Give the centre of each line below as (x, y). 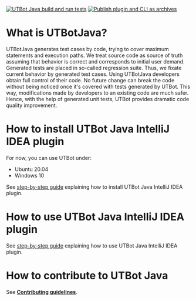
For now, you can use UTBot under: (49, 158)
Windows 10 (29, 175)
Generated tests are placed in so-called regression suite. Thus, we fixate (94, 68)
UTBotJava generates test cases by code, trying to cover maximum (87, 49)
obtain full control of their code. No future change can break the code (90, 80)
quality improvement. (32, 105)
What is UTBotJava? (57, 33)
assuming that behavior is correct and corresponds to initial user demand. (95, 61)
